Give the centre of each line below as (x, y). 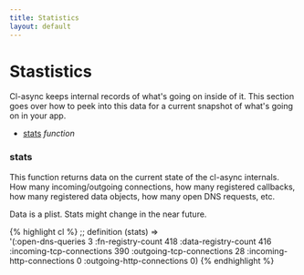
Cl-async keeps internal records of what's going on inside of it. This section (152, 97)
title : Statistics (44, 18)
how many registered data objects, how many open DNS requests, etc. (142, 196)
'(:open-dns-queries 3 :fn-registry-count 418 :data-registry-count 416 (141, 241)
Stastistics (51, 71)
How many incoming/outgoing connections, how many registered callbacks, (152, 187)
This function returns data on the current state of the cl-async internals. (145, 177)
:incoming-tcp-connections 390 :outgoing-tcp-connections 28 (127, 250)
